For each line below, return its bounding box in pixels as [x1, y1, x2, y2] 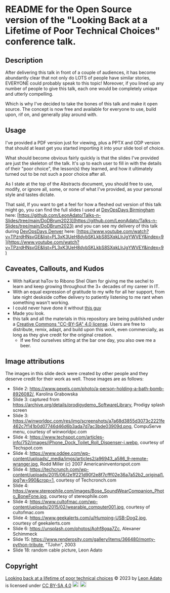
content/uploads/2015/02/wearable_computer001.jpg [12, 504, 124, 510]
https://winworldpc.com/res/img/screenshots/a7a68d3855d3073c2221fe [12, 418, 165, 424]
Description [5, 56, 43, 64]
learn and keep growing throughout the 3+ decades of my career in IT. [12, 283, 160, 289]
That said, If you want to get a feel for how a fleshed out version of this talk [5, 201, 162, 207]
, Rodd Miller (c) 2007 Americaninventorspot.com [37, 461, 141, 467]
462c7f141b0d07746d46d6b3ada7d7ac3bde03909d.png [12, 423, 132, 429]
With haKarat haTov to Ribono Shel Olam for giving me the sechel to [12, 278, 154, 284]
